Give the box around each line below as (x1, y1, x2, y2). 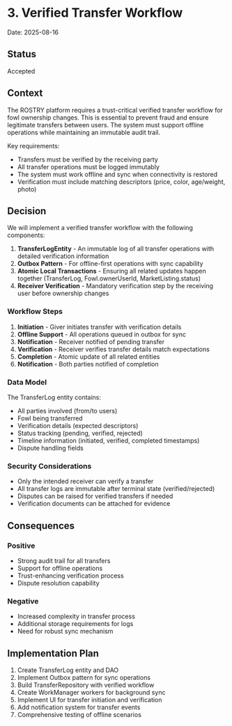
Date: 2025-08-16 (7, 28, 59, 36)
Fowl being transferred (17, 414, 83, 422)
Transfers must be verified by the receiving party (17, 155, 158, 164)
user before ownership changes (17, 289, 109, 298)
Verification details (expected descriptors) (17, 421, 139, 429)
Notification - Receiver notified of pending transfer (17, 337, 165, 346)
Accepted (7, 66, 36, 75)
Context (7, 87, 43, 99)
